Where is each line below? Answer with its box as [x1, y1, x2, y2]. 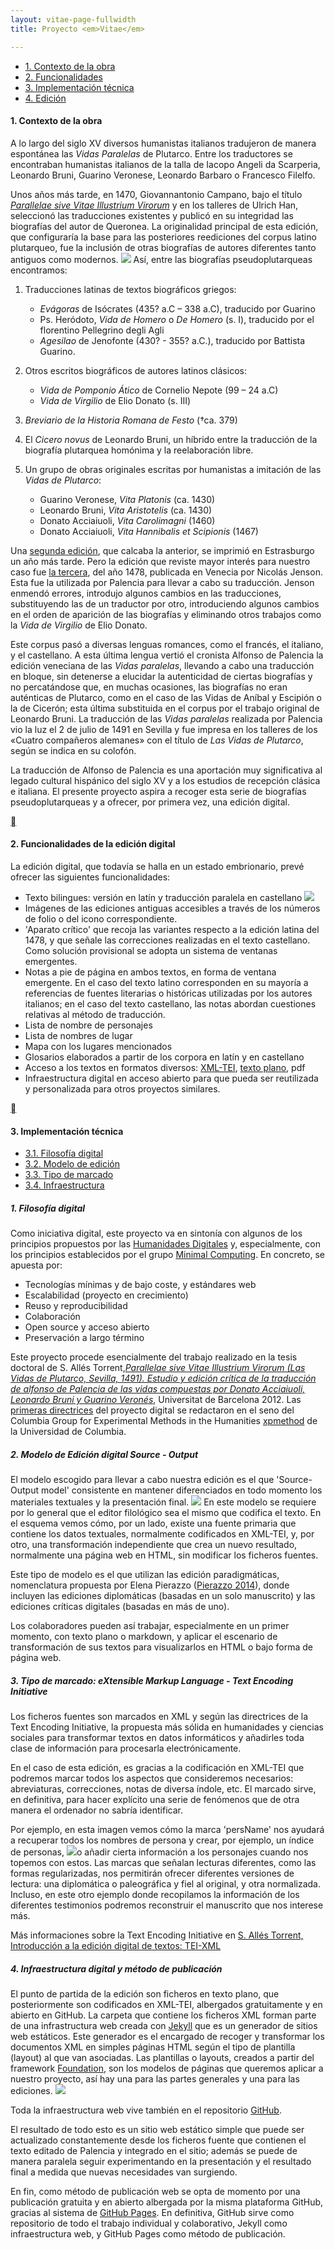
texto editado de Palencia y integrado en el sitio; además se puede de [10, 2144, 298, 2156]
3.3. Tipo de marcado [24, 1169, 114, 1181]
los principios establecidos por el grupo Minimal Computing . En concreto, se [10, 1249, 325, 1261]
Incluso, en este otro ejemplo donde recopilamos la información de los [10, 1889, 300, 1901]
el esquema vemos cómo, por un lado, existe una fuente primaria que [10, 1517, 297, 1530]
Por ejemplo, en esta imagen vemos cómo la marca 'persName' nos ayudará [10, 1824, 325, 1836]
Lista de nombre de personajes [24, 1019, 153, 1031]
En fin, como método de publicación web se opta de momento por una [10, 2185, 301, 2197]
